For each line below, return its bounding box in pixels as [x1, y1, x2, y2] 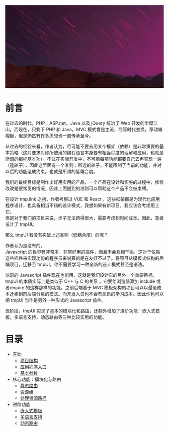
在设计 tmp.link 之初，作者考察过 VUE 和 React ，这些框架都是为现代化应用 [5, 196, 160, 202]
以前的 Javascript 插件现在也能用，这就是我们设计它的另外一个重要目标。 [5, 272, 157, 278]
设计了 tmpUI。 [5, 221, 37, 227]
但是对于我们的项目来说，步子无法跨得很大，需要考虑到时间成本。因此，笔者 [5, 214, 164, 221]
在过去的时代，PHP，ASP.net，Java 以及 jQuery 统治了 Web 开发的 [5, 120, 145, 126]
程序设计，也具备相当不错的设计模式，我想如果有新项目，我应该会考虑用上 [5, 202, 159, 208]
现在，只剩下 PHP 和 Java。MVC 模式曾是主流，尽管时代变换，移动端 [18, 126, 162, 132]
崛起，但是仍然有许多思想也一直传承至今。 [5, 133, 94, 139]
